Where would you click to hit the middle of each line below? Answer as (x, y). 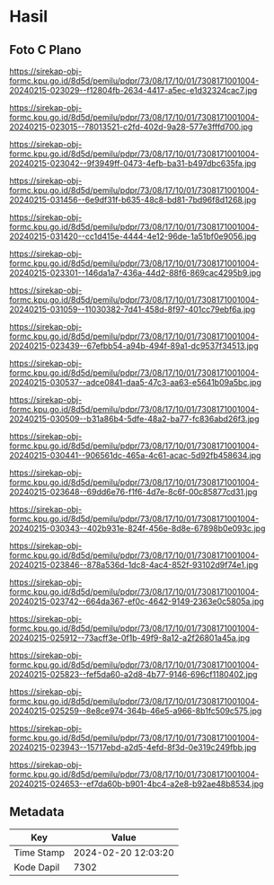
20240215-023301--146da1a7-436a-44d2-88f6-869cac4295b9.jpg (135, 273)
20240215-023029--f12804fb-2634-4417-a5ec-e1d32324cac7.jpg (133, 90)
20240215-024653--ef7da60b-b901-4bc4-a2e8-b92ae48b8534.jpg (137, 784)
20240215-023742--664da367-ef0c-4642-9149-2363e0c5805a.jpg (137, 601)
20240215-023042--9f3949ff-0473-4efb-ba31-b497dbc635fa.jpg (133, 163)
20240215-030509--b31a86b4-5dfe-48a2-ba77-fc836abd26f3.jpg (134, 419)
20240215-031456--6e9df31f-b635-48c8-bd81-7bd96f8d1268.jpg (133, 200)
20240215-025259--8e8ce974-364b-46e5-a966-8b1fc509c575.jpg (136, 711)
